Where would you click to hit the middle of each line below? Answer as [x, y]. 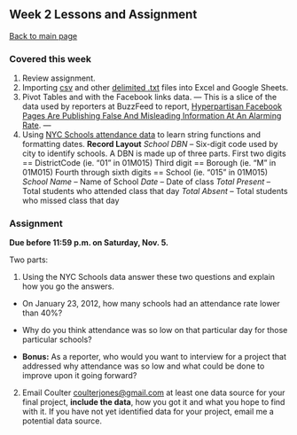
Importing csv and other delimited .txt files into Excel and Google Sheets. [155, 88]
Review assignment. [59, 78]
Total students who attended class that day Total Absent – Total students [155, 191]
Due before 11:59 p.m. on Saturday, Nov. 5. [89, 243]
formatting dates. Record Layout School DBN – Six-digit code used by [150, 144]
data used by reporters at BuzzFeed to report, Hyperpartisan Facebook [152, 106]
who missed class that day [70, 201]
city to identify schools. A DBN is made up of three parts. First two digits [154, 153]
